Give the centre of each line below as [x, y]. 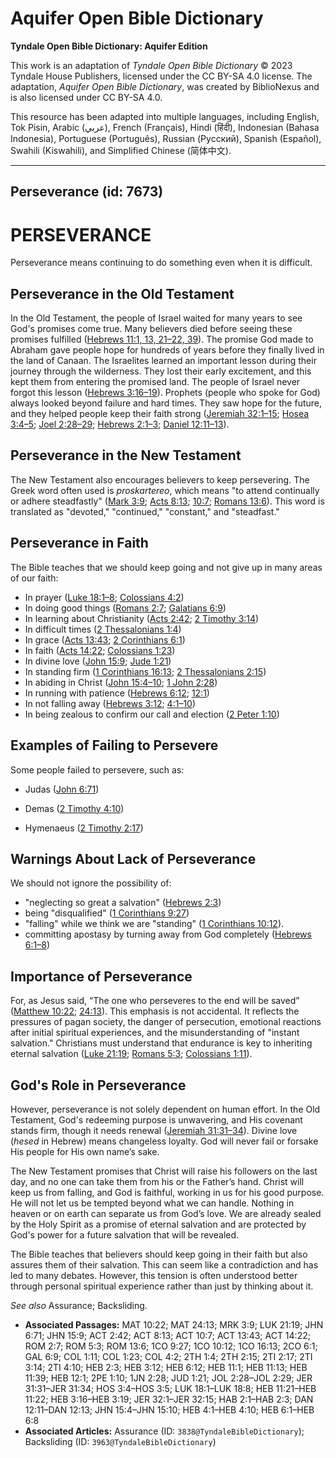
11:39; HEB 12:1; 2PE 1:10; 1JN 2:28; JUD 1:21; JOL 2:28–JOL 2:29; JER [168, 1378]
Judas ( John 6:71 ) [62, 789]
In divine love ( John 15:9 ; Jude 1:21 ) [98, 661]
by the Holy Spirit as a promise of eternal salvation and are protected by [158, 1224]
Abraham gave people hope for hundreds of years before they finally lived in [167, 350]
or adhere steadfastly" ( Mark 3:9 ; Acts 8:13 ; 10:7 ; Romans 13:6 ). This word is [167, 501]
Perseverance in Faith [79, 543]
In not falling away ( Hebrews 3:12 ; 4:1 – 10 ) [110, 703]
